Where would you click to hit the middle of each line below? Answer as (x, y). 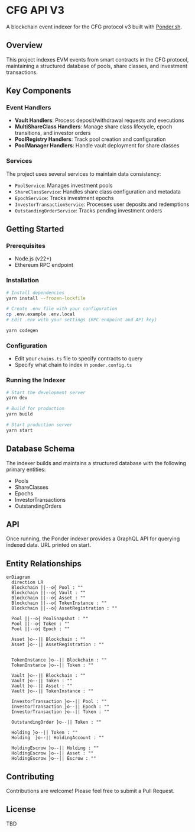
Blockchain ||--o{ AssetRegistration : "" (64, 608)
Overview (25, 45)
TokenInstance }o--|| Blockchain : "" (59, 660)
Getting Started (35, 229)
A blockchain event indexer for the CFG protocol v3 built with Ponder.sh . (94, 27)
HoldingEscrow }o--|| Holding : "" (55, 748)
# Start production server (39, 425)
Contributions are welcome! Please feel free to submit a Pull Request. (90, 791)
